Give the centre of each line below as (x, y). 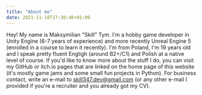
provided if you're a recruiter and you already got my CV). (78, 85)
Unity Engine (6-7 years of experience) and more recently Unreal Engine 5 (99, 41)
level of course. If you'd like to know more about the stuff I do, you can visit (100, 60)
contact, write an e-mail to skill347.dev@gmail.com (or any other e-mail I (97, 79)
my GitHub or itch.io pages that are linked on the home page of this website (100, 66)
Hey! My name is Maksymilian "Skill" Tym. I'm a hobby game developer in (98, 34)
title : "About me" (29, 12)
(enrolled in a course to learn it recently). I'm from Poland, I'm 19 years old (99, 47)
